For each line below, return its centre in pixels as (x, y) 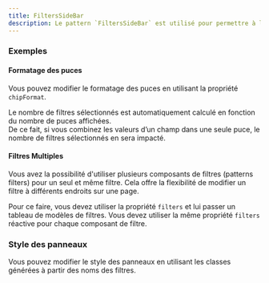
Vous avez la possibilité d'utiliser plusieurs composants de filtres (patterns (131, 174)
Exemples (28, 51)
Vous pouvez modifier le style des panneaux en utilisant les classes (120, 262)
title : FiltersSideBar (46, 16)
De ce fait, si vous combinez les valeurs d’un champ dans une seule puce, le (134, 129)
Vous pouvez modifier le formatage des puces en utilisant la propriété (123, 88)
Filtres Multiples (36, 156)
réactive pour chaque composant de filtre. (78, 223)
